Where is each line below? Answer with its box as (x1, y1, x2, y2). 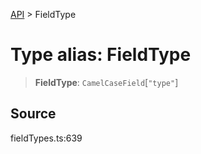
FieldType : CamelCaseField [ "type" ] (34, 76, 179, 88)
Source (10, 105, 57, 123)
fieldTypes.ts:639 (10, 132, 83, 144)
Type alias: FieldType (10, 44, 192, 66)
